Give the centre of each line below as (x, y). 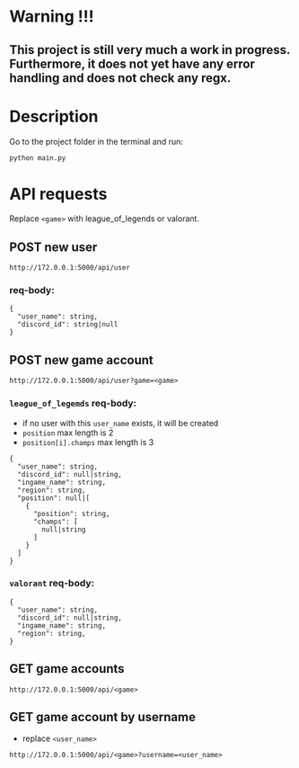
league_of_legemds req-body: (73, 404)
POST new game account (82, 360)
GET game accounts (67, 669)
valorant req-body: (52, 584)
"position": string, (71, 513)
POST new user (53, 247)
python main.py (38, 158)
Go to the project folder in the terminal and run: (97, 141)
